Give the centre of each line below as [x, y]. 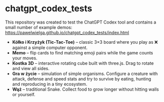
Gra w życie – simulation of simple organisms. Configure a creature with [85, 74]
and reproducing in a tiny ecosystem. [50, 84]
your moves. [25, 58]
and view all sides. [31, 68]
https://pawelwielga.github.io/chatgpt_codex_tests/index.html [67, 32]
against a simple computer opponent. [50, 48]
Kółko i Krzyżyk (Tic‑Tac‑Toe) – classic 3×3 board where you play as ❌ [85, 42]
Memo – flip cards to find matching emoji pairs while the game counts [82, 52]
